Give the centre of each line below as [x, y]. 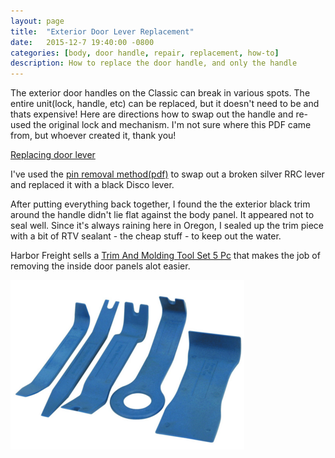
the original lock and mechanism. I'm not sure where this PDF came [172, 125]
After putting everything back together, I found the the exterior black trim [160, 204]
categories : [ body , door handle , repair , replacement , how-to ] [145, 53]
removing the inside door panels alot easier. [100, 266]
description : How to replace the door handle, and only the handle [154, 63]
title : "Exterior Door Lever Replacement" [102, 31]
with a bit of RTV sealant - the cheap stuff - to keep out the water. [146, 236]
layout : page [37, 21]
